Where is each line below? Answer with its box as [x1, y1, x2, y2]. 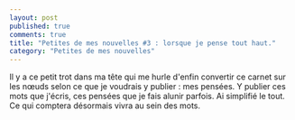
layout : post [9, 13, 59, 23]
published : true [9, 22, 70, 31]
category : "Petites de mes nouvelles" [9, 47, 155, 56]
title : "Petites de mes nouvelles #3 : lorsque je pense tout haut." [9, 38, 277, 48]
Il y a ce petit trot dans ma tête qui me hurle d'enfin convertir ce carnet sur [9, 71, 286, 82]
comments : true [9, 30, 67, 39]
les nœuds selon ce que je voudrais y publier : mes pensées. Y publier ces [9, 81, 286, 92]
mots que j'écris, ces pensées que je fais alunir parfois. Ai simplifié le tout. [9, 91, 286, 102]
